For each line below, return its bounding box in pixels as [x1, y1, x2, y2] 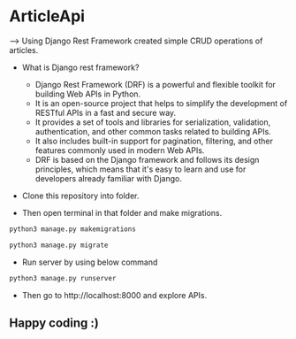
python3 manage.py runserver [9, 274, 117, 282]
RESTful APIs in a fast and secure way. [34, 107, 177, 118]
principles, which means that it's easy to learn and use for [34, 164, 247, 174]
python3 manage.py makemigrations [9, 224, 137, 234]
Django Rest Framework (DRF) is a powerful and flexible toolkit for [34, 79, 277, 89]
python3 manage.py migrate [9, 241, 109, 250]
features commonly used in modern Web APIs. [34, 144, 205, 156]
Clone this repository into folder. [21, 190, 140, 201]
